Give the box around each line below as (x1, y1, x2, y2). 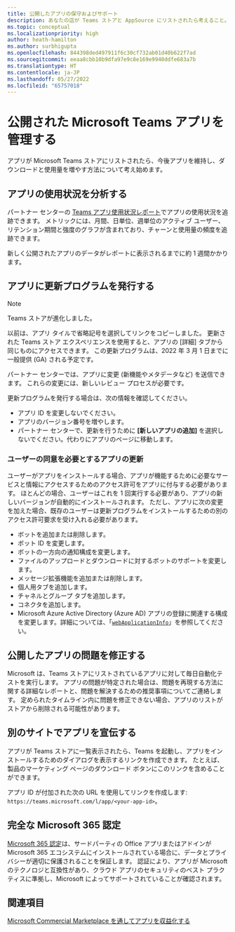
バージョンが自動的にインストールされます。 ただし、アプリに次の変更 (19, 498, 223, 506)
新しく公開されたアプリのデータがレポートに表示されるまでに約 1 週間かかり (7, 249, 229, 257)
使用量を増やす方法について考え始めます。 (43, 166, 167, 174)
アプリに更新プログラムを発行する (7, 280, 155, 292)
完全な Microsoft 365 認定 (7, 819, 121, 832)
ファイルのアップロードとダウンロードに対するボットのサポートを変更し (17, 557, 227, 565)
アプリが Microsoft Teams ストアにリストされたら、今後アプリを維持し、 (7, 157, 220, 165)
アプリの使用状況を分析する (7, 187, 128, 200)
